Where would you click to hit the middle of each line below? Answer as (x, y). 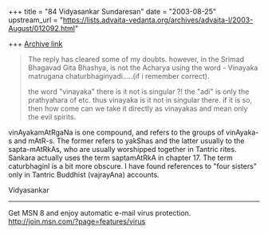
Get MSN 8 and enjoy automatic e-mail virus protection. (100, 213)
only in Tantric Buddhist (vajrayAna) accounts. (84, 175)
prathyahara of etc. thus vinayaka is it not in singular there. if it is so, (140, 100)
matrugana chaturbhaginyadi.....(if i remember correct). (118, 76)
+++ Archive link (35, 44)
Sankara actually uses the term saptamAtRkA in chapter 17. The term (120, 158)
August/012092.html (42, 28)
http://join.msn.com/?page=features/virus (77, 221)
